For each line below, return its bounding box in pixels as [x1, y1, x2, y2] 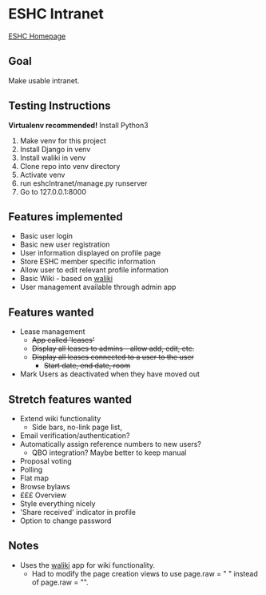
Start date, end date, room [43, 361, 130, 371]
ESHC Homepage [8, 31, 66, 41]
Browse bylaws [19, 482, 70, 491]
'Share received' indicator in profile [19, 508, 136, 517]
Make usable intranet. [8, 75, 80, 85]
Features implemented [8, 210, 123, 223]
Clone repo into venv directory [19, 161, 121, 171]
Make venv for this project [19, 135, 106, 145]
